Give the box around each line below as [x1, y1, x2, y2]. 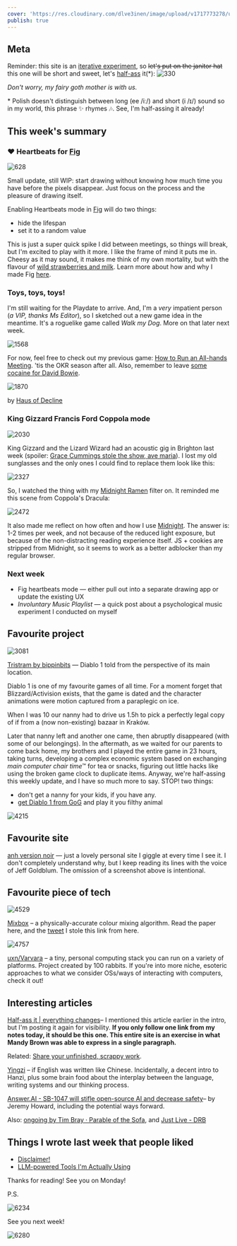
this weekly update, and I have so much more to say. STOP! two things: [7, 776, 214, 785]
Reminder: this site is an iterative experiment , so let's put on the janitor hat [7, 62, 223, 71]
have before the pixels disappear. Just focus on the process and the [7, 184, 205, 192]
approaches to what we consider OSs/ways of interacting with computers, [7, 969, 224, 977]
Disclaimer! [17, 1155, 51, 1163]
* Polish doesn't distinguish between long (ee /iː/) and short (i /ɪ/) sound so [7, 97, 225, 105]
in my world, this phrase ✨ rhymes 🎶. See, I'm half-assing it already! [7, 104, 205, 113]
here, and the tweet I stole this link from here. [7, 926, 140, 935]
